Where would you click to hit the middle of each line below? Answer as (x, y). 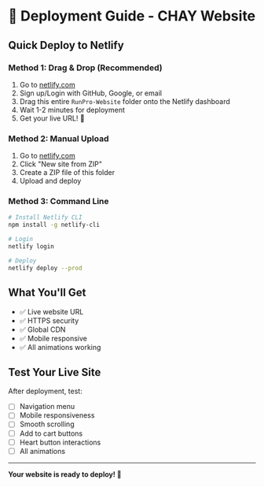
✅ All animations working (60, 347)
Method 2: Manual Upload (59, 139)
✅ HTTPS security (49, 320)
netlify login (31, 247)
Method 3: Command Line (59, 202)
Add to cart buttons (51, 433)
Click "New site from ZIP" (60, 164)
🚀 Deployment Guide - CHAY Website (132, 16)
